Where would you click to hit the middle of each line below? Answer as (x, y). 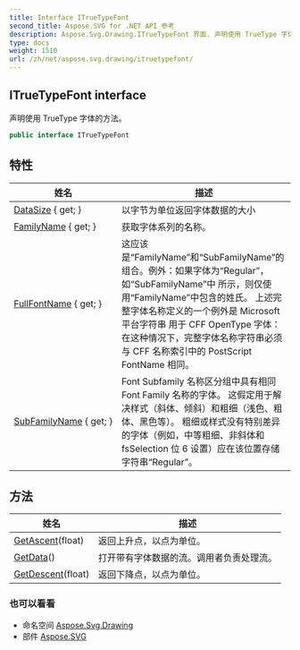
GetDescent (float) (52, 574)
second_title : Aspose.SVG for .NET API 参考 (92, 26)
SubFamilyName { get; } (63, 421)
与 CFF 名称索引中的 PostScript (187, 351)
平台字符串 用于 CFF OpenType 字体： (201, 324)
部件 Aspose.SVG (54, 636)
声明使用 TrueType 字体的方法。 (68, 118)
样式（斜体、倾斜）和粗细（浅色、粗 (206, 408)
